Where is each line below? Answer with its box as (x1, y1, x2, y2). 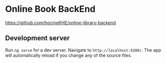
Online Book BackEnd (5, 3, 96, 15)
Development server (5, 34, 70, 42)
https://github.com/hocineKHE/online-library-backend (5, 20, 116, 26)
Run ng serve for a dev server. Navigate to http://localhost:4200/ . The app (5, 47, 162, 53)
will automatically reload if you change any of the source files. (5, 52, 132, 58)
